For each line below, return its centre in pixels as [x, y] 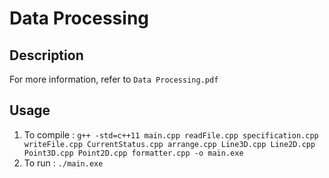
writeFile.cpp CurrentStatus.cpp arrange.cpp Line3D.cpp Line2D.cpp [169, 144]
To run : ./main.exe [63, 163]
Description [46, 55]
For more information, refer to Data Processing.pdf [114, 79]
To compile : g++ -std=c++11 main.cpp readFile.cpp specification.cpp [171, 134]
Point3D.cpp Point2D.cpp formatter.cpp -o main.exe [133, 153]
